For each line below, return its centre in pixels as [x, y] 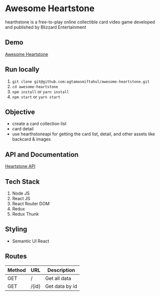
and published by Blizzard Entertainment [46, 27]
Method [17, 270]
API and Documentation [42, 155]
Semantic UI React [31, 241]
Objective [20, 112]
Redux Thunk [25, 214]
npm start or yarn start [36, 97]
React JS [21, 198]
